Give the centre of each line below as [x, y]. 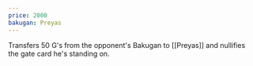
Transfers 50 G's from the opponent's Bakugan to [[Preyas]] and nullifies [127, 45]
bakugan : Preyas [35, 23]
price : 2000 [28, 15]
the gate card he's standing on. [59, 53]
